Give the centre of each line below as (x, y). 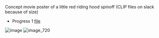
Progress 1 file (26, 21)
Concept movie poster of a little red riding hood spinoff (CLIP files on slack (79, 7)
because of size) (22, 12)
